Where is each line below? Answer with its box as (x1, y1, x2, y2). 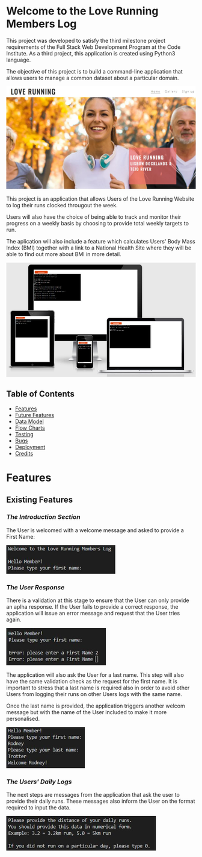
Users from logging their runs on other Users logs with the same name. (6, 690, 182, 697)
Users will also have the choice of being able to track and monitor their (6, 213, 182, 221)
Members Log (6, 17, 77, 31)
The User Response (6, 583, 65, 591)
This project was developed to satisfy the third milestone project (6, 37, 166, 44)
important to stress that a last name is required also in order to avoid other (6, 684, 190, 691)
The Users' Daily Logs (6, 777, 72, 786)
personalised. (6, 715, 40, 722)
